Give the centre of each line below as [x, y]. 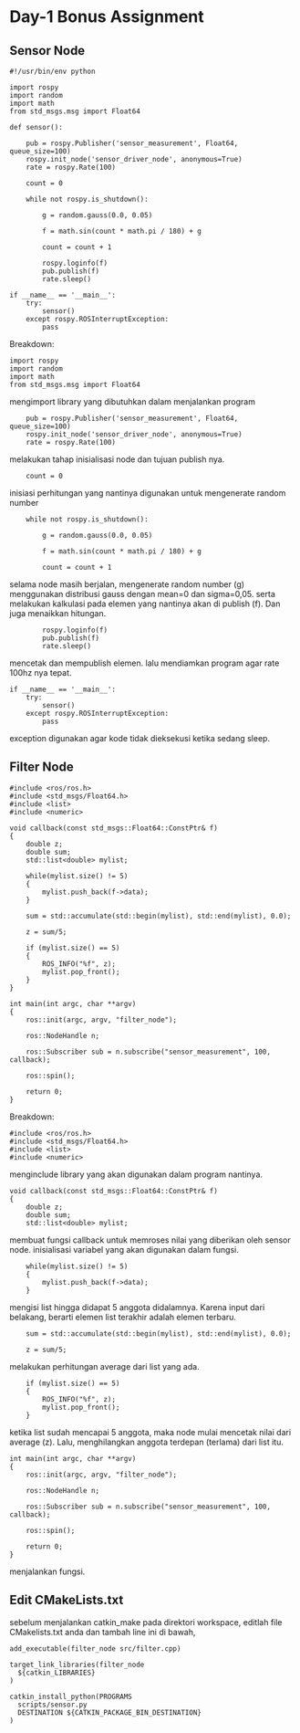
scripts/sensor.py [53, 1705]
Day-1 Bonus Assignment [107, 17]
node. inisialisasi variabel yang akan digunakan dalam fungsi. [124, 1249]
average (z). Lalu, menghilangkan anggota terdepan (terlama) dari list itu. [147, 1442]
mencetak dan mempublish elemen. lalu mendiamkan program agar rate [145, 663]
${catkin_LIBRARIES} [57, 1673]
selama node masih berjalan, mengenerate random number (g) [127, 584]
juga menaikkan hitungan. [58, 613]
